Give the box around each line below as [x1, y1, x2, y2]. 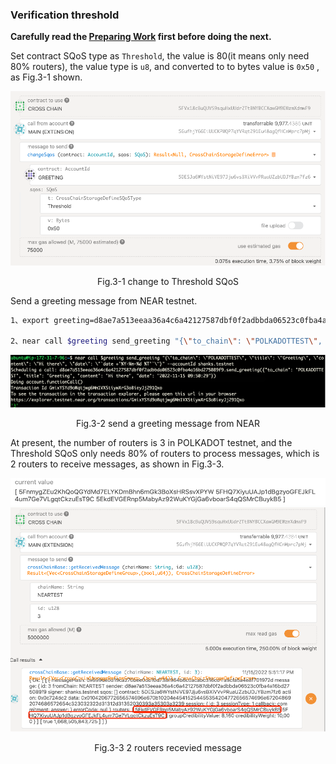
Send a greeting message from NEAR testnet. [10, 294, 198, 307]
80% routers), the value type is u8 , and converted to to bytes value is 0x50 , [10, 61, 320, 73]
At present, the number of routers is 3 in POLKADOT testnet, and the [10, 436, 293, 448]
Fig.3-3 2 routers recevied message [94, 742, 242, 754]
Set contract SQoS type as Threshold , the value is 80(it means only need [10, 50, 310, 62]
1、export [10, 315, 50, 325]
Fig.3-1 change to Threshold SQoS [96, 275, 240, 287]
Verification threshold [10, 8, 120, 22]
